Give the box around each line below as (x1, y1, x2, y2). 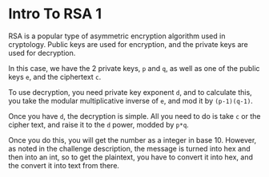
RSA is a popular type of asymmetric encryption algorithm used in (8, 31, 226, 41)
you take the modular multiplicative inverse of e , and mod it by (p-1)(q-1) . (8, 96, 254, 105)
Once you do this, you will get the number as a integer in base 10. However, (8, 135, 257, 144)
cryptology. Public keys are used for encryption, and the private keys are (8, 39, 248, 49)
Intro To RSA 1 (8, 5, 102, 23)
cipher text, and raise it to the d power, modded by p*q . (8, 120, 190, 129)
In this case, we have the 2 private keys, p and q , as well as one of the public (8, 63, 260, 73)
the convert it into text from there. (8, 160, 120, 170)
